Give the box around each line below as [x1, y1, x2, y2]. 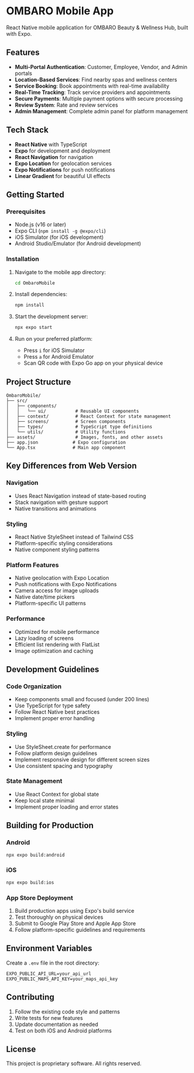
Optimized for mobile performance [14, 628, 100, 635]
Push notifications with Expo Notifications [14, 581, 117, 588]
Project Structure [6, 377, 71, 387]
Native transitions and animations [14, 505, 97, 512]
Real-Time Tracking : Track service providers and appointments [14, 88, 171, 96]
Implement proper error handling [14, 715, 95, 722]
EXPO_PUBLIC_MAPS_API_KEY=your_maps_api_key [6, 976, 118, 982]
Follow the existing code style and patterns [14, 1008, 120, 1015]
